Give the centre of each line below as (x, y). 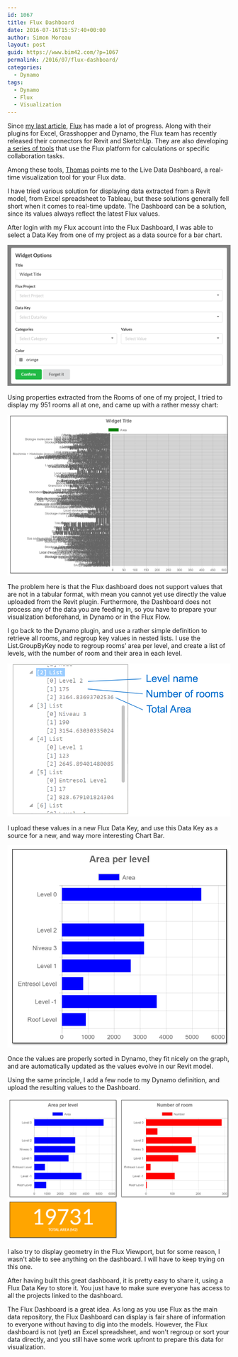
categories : (25, 67)
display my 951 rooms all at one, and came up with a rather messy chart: (113, 405)
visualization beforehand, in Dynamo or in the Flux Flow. (89, 617)
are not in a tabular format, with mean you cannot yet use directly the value (117, 594)
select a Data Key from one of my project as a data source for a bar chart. (115, 235)
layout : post (27, 45)
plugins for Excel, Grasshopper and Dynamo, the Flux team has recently (112, 133)
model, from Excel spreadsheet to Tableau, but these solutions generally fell (118, 199)
